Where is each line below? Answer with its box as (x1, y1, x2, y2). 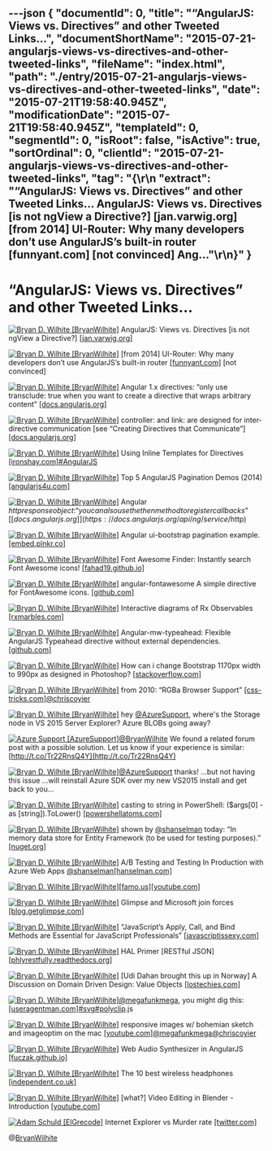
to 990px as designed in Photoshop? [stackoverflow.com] (8, 669, 201, 679)
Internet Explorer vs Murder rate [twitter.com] (105, 1118, 257, 1127)
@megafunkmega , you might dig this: (119, 996, 244, 1005)
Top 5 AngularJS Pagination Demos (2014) (120, 473, 263, 482)
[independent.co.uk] (8, 1077, 77, 1087)
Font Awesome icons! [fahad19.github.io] (8, 563, 145, 573)
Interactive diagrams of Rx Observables (120, 604, 253, 613)
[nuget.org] (8, 842, 47, 852)
